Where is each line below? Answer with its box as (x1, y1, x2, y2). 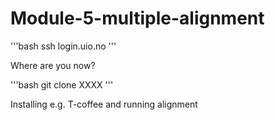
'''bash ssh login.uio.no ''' (10, 40, 117, 52)
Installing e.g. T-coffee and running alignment (10, 98, 198, 110)
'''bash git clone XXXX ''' (10, 78, 114, 91)
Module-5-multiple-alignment (10, 7, 265, 30)
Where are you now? (10, 59, 96, 71)
